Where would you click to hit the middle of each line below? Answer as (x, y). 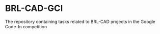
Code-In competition (26, 26)
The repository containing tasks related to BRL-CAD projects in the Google (80, 22)
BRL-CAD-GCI (34, 8)
